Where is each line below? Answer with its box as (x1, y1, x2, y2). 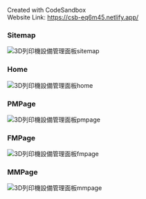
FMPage (7, 133, 36, 142)
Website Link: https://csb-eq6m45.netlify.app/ (7, 13, 139, 21)
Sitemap (7, 30, 36, 40)
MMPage (7, 167, 38, 177)
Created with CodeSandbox (7, 6, 86, 14)
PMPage (7, 99, 36, 108)
